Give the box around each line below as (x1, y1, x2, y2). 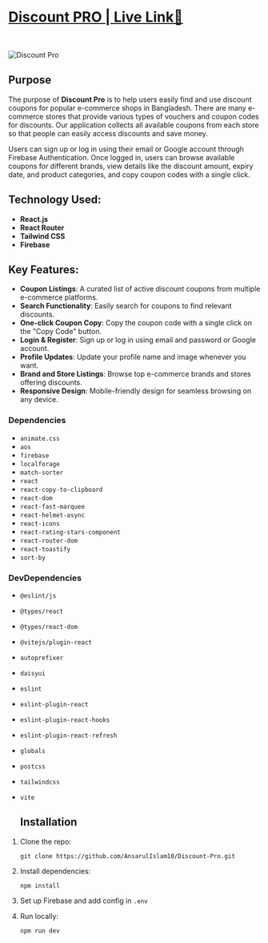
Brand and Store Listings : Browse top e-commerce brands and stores (19, 369, 251, 379)
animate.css (19, 434, 60, 442)
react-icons (19, 519, 60, 528)
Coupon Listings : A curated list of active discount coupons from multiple (19, 284, 261, 294)
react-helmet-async (19, 511, 86, 519)
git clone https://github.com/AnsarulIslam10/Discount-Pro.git (19, 852, 236, 860)
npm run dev (19, 926, 60, 935)
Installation (19, 816, 78, 829)
